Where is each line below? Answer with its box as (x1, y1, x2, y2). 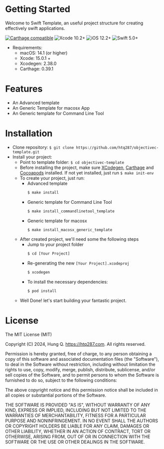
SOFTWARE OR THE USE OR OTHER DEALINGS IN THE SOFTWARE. (5, 439, 145, 445)
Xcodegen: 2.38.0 (19, 60, 57, 66)
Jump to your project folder (27, 242, 84, 248)
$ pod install (27, 289, 57, 294)
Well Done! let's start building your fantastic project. (19, 298, 127, 303)
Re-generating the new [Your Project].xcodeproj (27, 260, 130, 266)
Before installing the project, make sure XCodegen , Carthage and (19, 164, 154, 170)
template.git (12, 150, 40, 154)
